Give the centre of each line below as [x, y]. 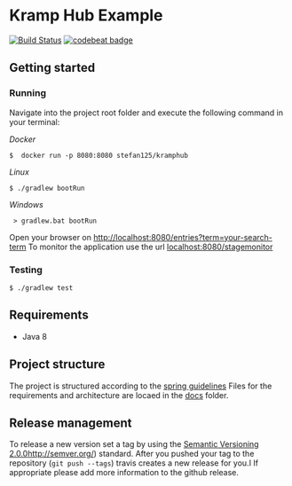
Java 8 [34, 336]
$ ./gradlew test [41, 288]
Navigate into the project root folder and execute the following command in [146, 113]
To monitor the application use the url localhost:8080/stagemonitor [150, 247]
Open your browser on [50, 237]
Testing [26, 270]
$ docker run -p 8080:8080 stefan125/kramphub [99, 155]
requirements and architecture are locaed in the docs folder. [119, 395]
